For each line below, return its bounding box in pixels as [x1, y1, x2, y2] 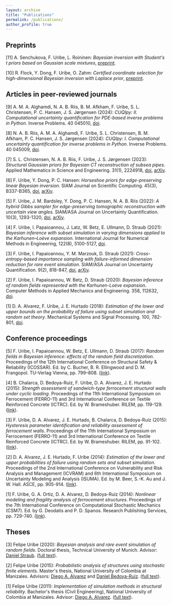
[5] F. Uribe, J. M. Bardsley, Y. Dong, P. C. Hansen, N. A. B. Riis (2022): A [6, 198, 159, 204]
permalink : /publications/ [6, 17, 63, 22]
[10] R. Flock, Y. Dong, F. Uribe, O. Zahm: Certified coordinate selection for [6, 70, 163, 76]
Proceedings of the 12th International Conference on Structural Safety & [6, 358, 158, 365]
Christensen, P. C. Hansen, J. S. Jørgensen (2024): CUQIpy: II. [6, 109, 138, 115]
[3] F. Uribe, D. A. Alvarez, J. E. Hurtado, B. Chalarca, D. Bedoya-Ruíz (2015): [6, 416, 167, 423]
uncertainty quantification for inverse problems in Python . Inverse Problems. [6, 140, 167, 147]
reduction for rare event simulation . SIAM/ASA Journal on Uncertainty [6, 261, 153, 267]
